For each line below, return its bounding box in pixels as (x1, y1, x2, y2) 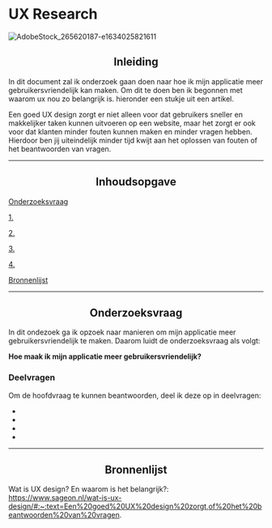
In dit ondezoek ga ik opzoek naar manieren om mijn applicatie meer (8, 327, 236, 337)
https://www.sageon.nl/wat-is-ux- (8, 493, 122, 503)
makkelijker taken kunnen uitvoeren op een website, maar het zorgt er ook (8, 118, 257, 128)
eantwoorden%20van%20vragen (8, 510, 120, 520)
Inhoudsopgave (96, 175, 176, 189)
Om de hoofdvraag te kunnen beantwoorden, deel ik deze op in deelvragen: (8, 390, 261, 400)
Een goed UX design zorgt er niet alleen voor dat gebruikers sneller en (8, 109, 243, 119)
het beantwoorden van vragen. (8, 143, 112, 154)
